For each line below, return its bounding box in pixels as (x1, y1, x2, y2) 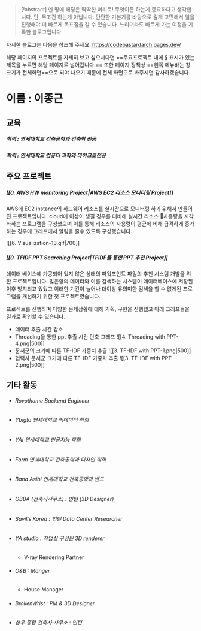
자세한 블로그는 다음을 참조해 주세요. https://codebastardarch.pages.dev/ (6, 41, 181, 48)
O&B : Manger (14, 567, 50, 575)
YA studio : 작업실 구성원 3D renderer (14, 535, 105, 542)
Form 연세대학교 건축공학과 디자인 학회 (14, 455, 106, 463)
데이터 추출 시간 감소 (14, 325, 63, 333)
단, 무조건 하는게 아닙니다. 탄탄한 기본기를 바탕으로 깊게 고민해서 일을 (33, 13, 195, 20)
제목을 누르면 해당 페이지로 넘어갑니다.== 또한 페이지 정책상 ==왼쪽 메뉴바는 (6, 61, 184, 68)
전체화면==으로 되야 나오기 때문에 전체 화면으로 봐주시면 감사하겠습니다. (22, 69, 190, 76)
